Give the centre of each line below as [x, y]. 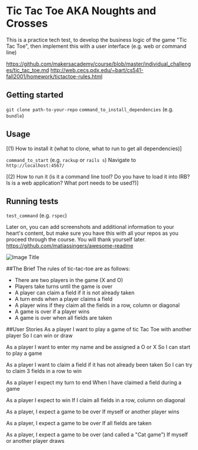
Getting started [35, 95]
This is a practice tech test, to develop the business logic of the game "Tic [97, 40]
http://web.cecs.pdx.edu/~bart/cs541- [97, 70]
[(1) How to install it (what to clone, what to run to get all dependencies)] [94, 148]
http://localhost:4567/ [35, 166]
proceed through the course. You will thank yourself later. [76, 239]
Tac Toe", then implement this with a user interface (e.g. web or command [96, 46]
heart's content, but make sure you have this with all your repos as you [92, 233]
